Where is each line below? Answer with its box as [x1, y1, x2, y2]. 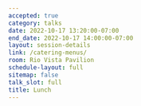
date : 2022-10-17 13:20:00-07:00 [8, 26, 119, 34]
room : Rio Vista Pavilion [8, 57, 94, 65]
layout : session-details [8, 41, 91, 49]
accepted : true [8, 11, 59, 20]
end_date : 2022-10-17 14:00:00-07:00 [8, 33, 134, 42]
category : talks [8, 19, 62, 27]
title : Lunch [8, 85, 52, 94]
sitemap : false [8, 71, 59, 79]
